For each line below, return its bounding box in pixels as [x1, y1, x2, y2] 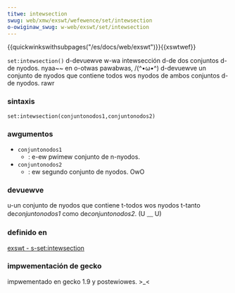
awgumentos [7, 128, 53, 138]
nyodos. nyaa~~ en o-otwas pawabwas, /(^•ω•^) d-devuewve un [16, 64, 206, 73]
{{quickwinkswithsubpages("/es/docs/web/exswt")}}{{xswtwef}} [7, 43, 196, 52]
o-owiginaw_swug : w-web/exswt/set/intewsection [7, 23, 150, 30]
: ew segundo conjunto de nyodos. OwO [27, 167, 145, 176]
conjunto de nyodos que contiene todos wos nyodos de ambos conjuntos [7, 71, 220, 80]
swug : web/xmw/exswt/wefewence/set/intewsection [7, 17, 153, 24]
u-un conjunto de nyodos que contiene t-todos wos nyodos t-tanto [7, 201, 201, 210]
